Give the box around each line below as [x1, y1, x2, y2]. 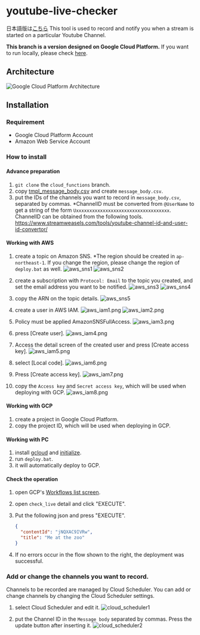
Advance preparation [6, 168, 60, 175]
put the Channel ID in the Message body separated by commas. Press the [14, 615, 192, 623]
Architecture [6, 67, 55, 77]
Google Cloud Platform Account [14, 132, 94, 139]
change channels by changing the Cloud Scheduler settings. [6, 593, 155, 600]
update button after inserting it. [14, 622, 91, 629]
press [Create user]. [14, 329, 64, 336]
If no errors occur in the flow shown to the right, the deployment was [14, 551, 184, 558]
